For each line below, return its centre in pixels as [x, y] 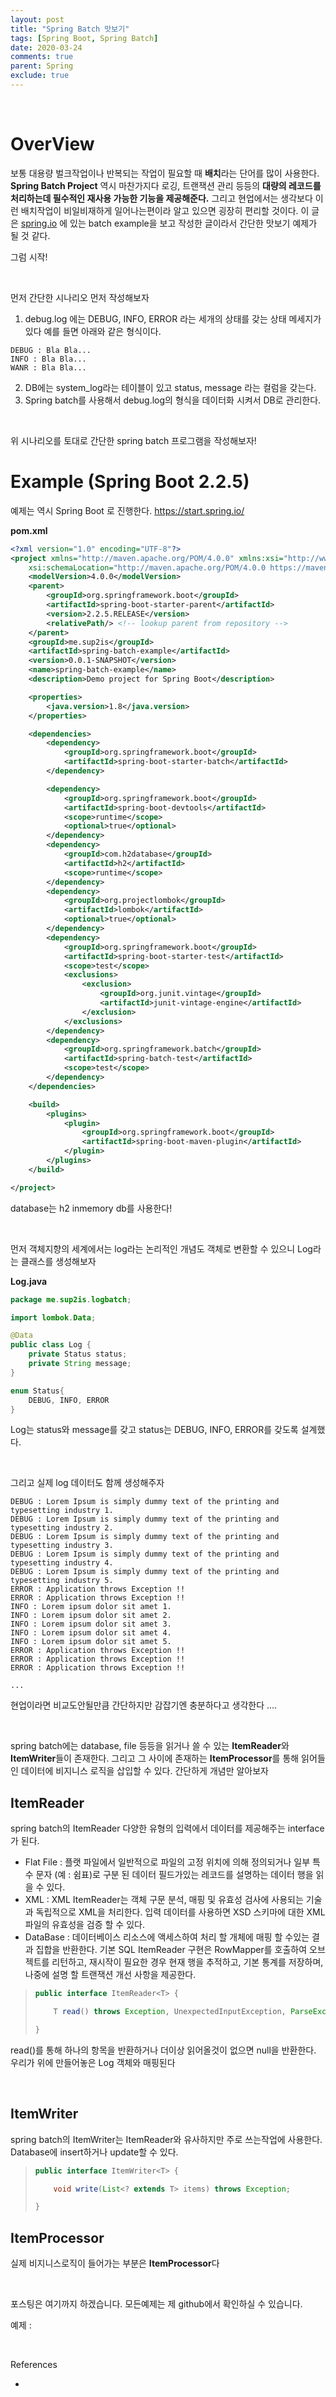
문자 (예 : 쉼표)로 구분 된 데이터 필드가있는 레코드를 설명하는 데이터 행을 [174, 1875]
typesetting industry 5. [62, 1581]
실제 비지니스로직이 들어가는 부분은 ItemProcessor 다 [115, 2263]
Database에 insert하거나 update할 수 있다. [94, 2152]
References [34, 2365]
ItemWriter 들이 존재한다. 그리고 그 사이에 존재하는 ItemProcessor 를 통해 [155, 1758]
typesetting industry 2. [62, 1528]
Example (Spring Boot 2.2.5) [130, 482]
